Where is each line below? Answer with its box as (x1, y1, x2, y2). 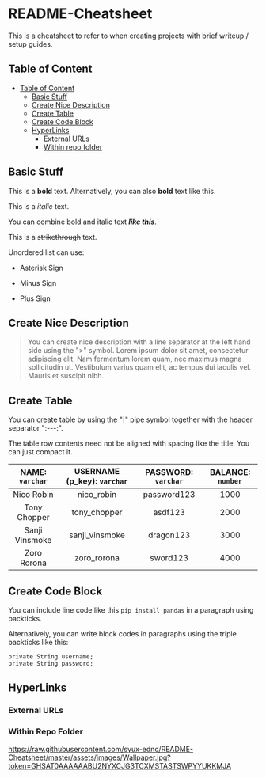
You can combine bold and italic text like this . (8, 217, 157, 226)
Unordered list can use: (8, 247, 85, 257)
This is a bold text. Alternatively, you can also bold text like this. (8, 186, 216, 195)
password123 (142, 489, 196, 500)
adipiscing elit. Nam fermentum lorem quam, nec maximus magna (27, 354, 242, 364)
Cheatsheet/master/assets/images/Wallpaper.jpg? (8, 753, 172, 762)
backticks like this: (8, 638, 69, 647)
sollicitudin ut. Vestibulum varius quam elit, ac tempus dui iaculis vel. (27, 362, 252, 372)
